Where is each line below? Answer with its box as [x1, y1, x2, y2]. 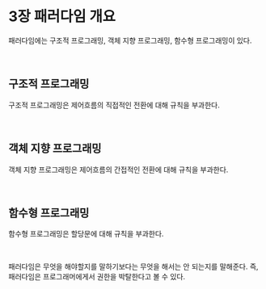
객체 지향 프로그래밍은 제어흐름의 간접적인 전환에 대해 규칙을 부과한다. [8, 165, 229, 174]
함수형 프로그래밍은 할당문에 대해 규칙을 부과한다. [8, 229, 164, 239]
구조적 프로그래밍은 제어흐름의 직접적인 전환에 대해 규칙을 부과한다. [8, 100, 220, 110]
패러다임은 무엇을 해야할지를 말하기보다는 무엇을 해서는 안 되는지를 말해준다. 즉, [8, 262, 259, 271]
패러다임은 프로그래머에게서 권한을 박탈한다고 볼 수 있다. [8, 272, 186, 282]
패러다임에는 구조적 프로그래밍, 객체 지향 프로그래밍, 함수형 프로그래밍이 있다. [8, 36, 252, 45]
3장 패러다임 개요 [8, 7, 116, 26]
